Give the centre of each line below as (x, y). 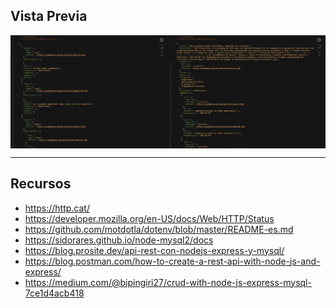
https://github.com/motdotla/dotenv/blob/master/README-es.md (159, 229)
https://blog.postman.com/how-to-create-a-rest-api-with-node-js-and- (172, 261)
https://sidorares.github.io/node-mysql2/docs (119, 240)
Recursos (41, 184)
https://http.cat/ (57, 208)
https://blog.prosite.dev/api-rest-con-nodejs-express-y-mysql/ (154, 250)
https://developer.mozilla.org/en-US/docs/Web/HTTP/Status (149, 218)
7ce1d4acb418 (54, 293)
